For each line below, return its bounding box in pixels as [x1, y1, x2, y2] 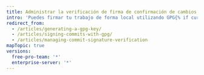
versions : [6, 48, 32, 54]
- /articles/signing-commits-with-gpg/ [12, 31, 113, 37]
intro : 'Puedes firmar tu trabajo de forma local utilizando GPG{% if [6, 15, 189, 21]
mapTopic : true [6, 43, 45, 49]
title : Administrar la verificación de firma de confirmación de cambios [6, 8, 197, 15]
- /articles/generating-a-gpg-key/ [12, 25, 102, 32]
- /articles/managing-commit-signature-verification [12, 37, 148, 43]
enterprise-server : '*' [12, 59, 72, 65]
